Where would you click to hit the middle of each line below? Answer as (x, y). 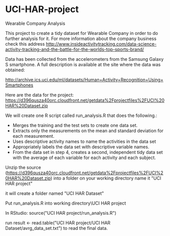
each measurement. (33, 136)
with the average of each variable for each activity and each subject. (84, 158)
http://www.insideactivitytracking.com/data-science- (101, 44)
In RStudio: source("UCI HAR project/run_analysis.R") (61, 213)
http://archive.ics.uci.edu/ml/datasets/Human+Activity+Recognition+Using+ (84, 80)
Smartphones (19, 85)
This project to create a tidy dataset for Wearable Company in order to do (82, 33)
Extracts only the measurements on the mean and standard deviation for (88, 131)
